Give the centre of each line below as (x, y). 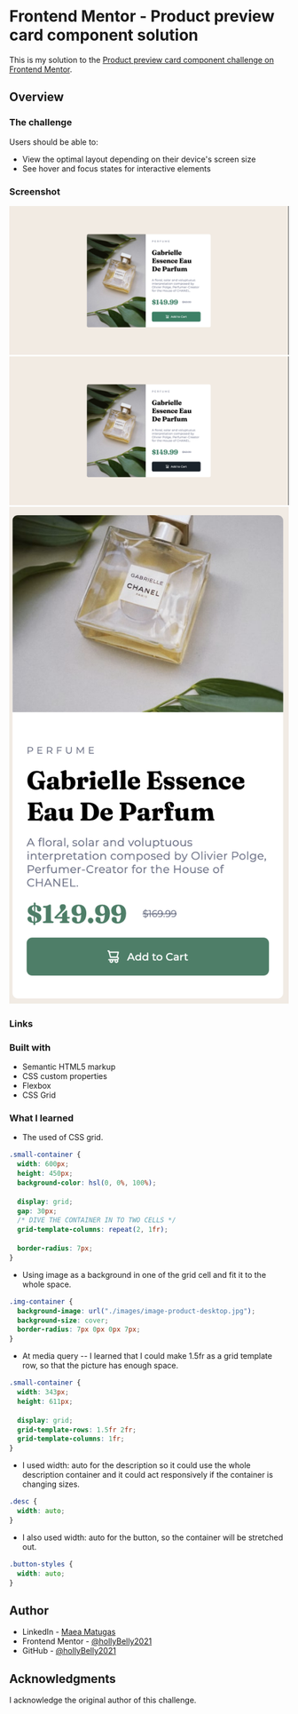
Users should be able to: (54, 142)
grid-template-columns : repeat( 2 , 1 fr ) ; (93, 1230)
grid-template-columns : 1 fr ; (71, 1439)
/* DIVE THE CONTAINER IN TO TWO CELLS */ (97, 1220)
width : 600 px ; (43, 1164)
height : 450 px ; (45, 1174)
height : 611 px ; (45, 1401)
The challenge (41, 123)
